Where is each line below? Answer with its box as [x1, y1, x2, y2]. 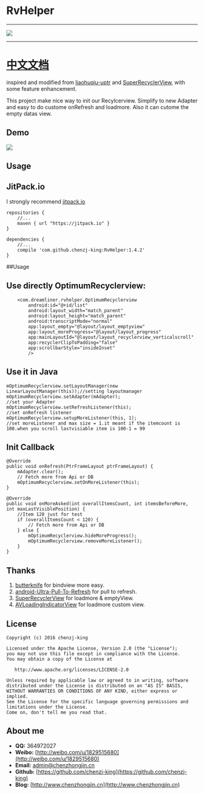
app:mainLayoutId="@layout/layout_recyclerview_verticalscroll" [28, 334, 194, 340]
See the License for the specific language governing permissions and [6, 698, 189, 704]
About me [6, 726, 44, 736]
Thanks [6, 565, 36, 576]
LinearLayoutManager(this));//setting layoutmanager [6, 388, 143, 394]
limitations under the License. [6, 704, 88, 710]
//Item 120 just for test [17, 511, 83, 518]
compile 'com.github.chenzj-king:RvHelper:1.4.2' [17, 247, 146, 253]
